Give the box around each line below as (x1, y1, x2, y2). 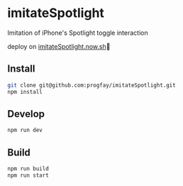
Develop (7, 108, 45, 120)
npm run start (7, 172, 50, 179)
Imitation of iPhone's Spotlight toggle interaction (7, 28, 148, 37)
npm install (7, 88, 43, 95)
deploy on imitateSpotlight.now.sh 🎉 (7, 42, 111, 50)
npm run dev (7, 126, 43, 134)
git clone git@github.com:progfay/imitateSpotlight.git (7, 82, 176, 89)
